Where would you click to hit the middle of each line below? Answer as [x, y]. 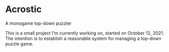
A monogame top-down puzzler [38, 23]
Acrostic [24, 9]
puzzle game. [19, 43]
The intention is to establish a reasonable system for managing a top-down [83, 38]
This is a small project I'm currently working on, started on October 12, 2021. [85, 33]
